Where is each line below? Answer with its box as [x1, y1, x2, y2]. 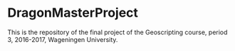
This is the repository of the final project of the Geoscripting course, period [7, 28, 228, 36]
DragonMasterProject [7, 5, 139, 21]
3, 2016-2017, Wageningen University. [7, 35, 118, 43]
